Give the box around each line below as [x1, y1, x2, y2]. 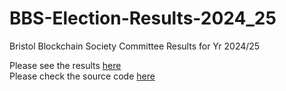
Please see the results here [9, 59, 122, 71]
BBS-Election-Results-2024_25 [9, 7, 277, 30]
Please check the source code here [9, 70, 156, 82]
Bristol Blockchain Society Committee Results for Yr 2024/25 [9, 40, 261, 52]
